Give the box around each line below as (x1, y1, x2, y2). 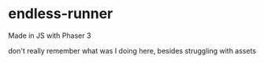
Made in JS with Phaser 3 (8, 31, 91, 40)
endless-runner (8, 5, 113, 23)
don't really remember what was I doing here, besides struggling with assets (8, 46, 256, 55)
